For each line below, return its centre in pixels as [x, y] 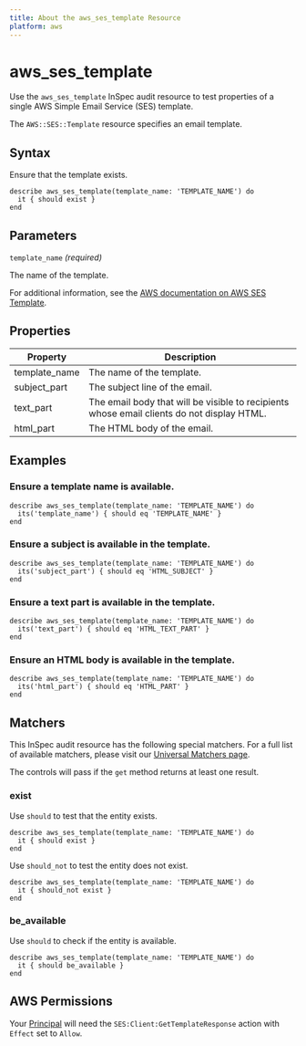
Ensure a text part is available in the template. [112, 601]
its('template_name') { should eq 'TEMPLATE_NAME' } [120, 513]
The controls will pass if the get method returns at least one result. [134, 772]
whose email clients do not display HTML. [178, 413]
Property [46, 357]
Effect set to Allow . [46, 1033]
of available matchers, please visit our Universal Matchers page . [130, 755]
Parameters [43, 235]
